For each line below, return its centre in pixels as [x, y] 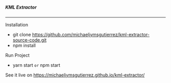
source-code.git [30, 40]
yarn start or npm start [36, 65]
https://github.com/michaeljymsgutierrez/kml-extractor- [91, 34]
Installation [17, 24]
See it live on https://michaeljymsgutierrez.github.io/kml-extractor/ [75, 75]
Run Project [18, 55]
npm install [24, 45]
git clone [22, 34]
